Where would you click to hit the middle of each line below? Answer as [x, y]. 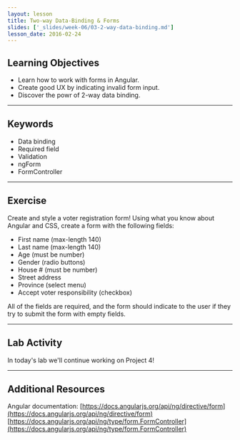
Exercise [27, 201]
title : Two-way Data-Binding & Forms [64, 21]
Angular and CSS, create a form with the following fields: [91, 225]
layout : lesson [30, 14]
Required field [38, 149]
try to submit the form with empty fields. [67, 314]
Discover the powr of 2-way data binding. [79, 95]
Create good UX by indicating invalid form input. [89, 88]
